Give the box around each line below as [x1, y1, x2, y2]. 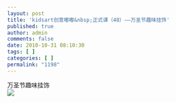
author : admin [7, 29, 48, 36]
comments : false [7, 36, 54, 43]
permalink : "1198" [7, 61, 60, 68]
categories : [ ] [7, 55, 54, 62]
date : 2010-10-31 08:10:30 [7, 42, 85, 49]
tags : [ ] [7, 49, 36, 56]
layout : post [7, 10, 45, 17]
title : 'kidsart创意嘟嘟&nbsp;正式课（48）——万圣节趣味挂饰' [7, 16, 170, 23]
